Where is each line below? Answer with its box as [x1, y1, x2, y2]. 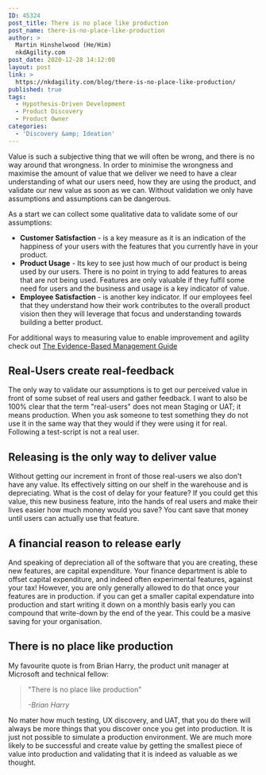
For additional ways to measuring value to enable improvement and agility [8, 333, 250, 342]
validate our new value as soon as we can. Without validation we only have [8, 185, 253, 195]
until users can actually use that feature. [8, 514, 140, 523]
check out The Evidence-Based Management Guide [8, 341, 178, 350]
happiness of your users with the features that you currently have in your [19, 241, 259, 251]
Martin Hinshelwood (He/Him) [15, 41, 112, 49]
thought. [8, 758, 37, 767]
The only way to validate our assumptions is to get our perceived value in [8, 385, 248, 395]
